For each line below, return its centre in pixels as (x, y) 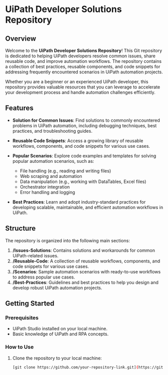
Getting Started (30, 303)
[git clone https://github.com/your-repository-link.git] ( (75, 367)
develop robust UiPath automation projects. (57, 288)
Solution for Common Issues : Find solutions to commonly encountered (86, 120)
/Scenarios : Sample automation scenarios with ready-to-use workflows (87, 271)
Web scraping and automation (51, 176)
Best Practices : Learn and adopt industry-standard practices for (79, 202)
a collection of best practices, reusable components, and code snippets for (83, 67)
